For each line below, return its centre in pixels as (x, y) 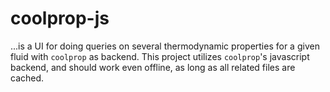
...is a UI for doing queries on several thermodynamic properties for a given (165, 46)
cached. (27, 78)
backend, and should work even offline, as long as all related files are (153, 67)
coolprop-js (60, 18)
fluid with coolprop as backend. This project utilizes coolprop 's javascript (160, 56)
